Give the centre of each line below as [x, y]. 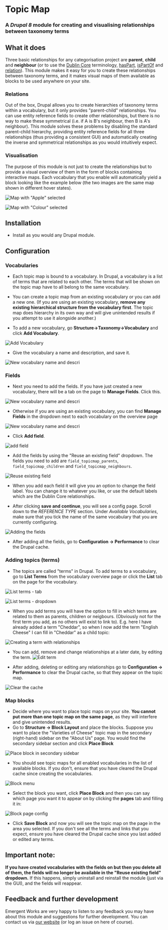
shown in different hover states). [39, 188]
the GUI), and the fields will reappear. [44, 883]
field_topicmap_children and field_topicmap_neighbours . [72, 466]
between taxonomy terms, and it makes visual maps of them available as [80, 75]
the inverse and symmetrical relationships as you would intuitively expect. [81, 142]
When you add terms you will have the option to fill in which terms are [85, 611]
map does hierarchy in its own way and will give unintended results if [84, 313]
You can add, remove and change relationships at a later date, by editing [87, 652]
